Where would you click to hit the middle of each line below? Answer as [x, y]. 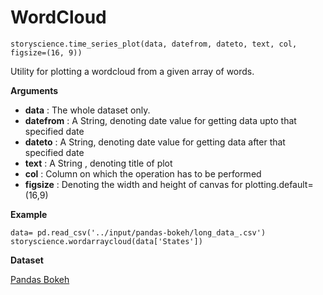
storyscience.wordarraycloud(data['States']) [106, 241]
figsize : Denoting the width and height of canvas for [133, 184]
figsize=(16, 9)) [46, 52]
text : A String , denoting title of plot [98, 163]
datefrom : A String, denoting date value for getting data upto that [160, 120]
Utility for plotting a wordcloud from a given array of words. [132, 71]
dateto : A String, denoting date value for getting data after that [155, 142]
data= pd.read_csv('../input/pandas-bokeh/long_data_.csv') [138, 232]
